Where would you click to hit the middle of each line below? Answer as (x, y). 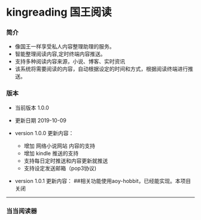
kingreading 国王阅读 (59, 12)
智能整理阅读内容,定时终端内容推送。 (60, 54)
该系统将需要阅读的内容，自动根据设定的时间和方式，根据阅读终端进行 (101, 69)
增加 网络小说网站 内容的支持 (60, 146)
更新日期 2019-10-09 (41, 120)
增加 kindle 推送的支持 (51, 153)
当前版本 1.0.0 (32, 108)
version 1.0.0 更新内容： (44, 133)
